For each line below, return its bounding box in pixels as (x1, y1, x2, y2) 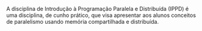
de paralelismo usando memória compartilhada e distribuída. (6, 18, 159, 25)
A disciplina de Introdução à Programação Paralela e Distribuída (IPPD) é (6, 5, 189, 12)
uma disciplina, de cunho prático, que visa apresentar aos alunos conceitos (6, 12, 197, 19)
